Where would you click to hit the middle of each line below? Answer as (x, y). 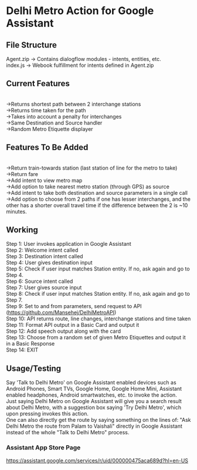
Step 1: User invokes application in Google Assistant (69, 244)
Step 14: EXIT (22, 350)
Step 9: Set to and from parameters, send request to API (74, 306)
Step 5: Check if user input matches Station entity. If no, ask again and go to (98, 269)
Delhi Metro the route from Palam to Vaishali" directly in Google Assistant (94, 426)
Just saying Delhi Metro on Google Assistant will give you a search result (94, 401)
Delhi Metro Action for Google (80, 11)
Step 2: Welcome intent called (42, 250)
